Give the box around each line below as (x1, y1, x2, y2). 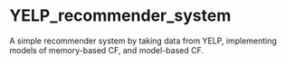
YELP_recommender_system (9, 5, 232, 26)
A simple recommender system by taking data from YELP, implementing (9, 35, 278, 46)
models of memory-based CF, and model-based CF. (9, 44, 205, 55)
